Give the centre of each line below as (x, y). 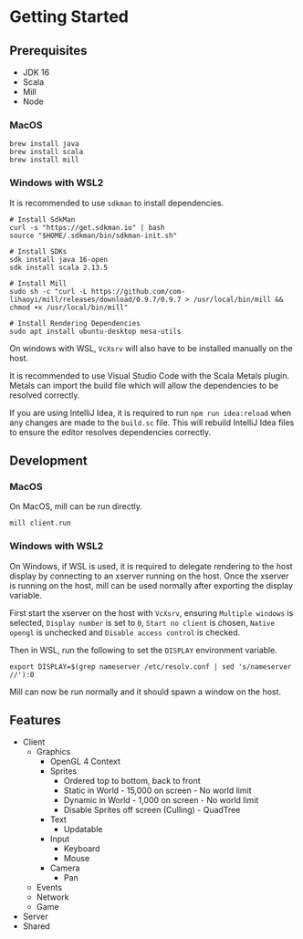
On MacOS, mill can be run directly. (76, 506)
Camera (65, 868)
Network (52, 897)
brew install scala (47, 152)
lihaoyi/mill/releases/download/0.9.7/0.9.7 (95, 299)
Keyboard (82, 849)
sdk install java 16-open (58, 259)
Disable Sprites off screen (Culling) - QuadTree (152, 810)
